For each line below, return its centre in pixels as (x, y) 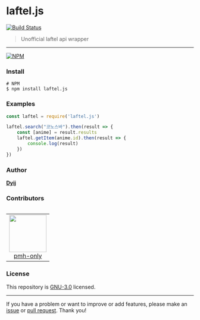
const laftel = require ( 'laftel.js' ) (53, 116)
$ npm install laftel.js (37, 89)
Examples (21, 104)
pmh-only (28, 256)
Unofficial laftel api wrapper (55, 39)
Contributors (25, 198)
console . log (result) (53, 144)
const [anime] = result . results (57, 133)
